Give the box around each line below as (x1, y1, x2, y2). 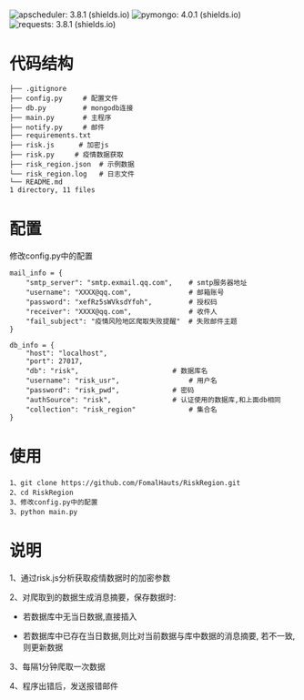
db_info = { (9, 341, 55, 350)
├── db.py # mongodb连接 (9, 104, 134, 113)
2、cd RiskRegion (9, 488, 75, 497)
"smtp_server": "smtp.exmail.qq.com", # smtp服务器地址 (25, 279, 248, 288)
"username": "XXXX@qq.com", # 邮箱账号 (25, 288, 225, 298)
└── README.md (9, 178, 64, 187)
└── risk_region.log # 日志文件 (9, 169, 135, 179)
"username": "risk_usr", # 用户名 (25, 376, 218, 386)
